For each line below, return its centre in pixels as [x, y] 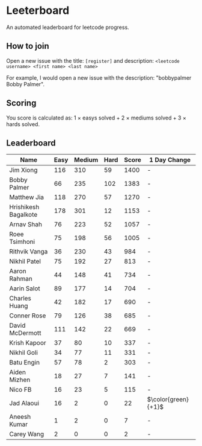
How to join [28, 46]
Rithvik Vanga [29, 252]
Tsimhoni [22, 242]
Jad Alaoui [24, 403]
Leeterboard [38, 11]
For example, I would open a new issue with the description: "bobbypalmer [99, 78]
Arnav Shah [26, 225]
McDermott [25, 333]
